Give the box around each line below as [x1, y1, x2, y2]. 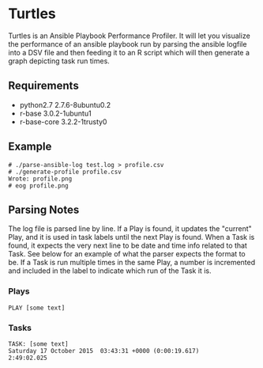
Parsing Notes [8, 203, 80, 216]
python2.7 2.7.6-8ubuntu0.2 [19, 100, 111, 109]
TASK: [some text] [8, 340, 69, 348]
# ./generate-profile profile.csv [8, 168, 122, 176]
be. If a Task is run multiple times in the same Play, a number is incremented [8, 258, 256, 267]
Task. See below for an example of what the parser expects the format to [8, 249, 246, 259]
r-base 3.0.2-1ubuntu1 [19, 108, 92, 118]
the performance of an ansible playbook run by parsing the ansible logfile [8, 39, 247, 48]
